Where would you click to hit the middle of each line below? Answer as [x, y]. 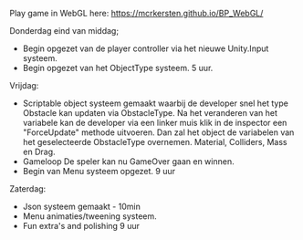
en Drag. [39, 151]
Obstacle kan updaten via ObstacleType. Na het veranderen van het [150, 113]
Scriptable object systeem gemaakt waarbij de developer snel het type [156, 103]
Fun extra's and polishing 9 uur [81, 226]
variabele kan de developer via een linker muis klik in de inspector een [155, 123]
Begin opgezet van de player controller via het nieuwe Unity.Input [146, 48]
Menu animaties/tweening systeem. [89, 216]
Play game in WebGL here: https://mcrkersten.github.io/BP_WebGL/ [136, 13]
